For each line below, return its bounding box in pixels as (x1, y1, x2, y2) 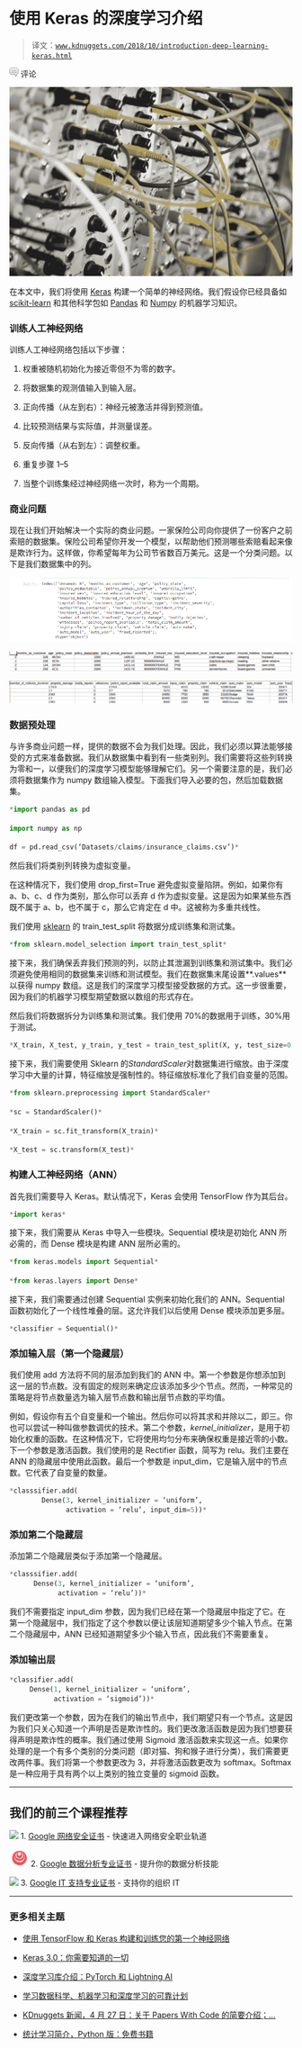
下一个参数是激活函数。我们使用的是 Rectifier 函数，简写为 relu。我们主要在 (9, 1445, 289, 1456)
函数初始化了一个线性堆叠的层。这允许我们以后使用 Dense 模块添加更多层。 (9, 1305, 289, 1315)
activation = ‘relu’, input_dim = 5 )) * (66, 1505, 207, 1514)
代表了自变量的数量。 (32, 1467, 112, 1478)
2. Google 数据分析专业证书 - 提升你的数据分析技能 (30, 1858, 219, 1869)
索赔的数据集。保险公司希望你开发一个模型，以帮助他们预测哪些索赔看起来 (9, 537, 285, 547)
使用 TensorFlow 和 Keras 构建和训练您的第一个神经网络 (22, 1933, 230, 1944)
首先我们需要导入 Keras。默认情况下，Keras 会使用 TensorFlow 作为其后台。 (9, 1190, 293, 1202)
